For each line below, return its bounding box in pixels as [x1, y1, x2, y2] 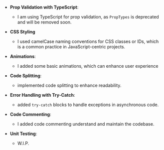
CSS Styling [9, 29, 36, 34]
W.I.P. [17, 141, 29, 146]
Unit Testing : [9, 131, 37, 137]
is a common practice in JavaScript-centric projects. [17, 44, 126, 49]
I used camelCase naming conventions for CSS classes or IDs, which [17, 38, 159, 44]
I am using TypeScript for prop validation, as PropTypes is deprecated [17, 14, 160, 19]
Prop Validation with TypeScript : [9, 4, 79, 10]
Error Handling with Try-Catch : [9, 92, 75, 98]
